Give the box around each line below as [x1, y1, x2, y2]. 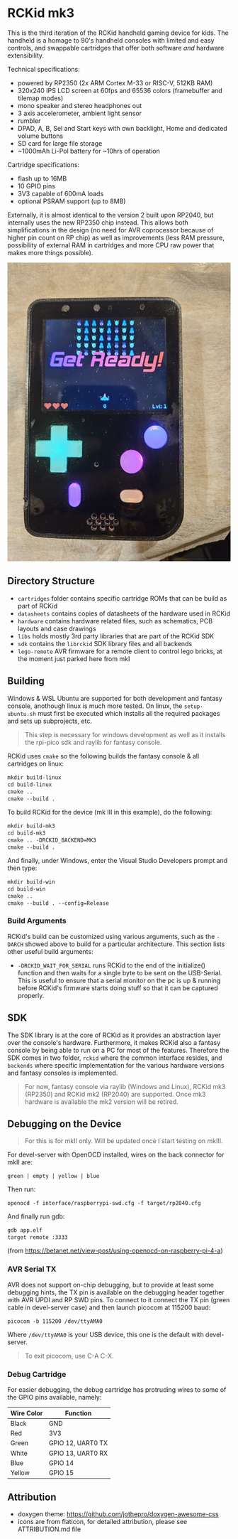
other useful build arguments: [7, 947, 93, 955]
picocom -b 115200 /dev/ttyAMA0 [7, 1317, 103, 1325]
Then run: [7, 1185, 36, 1194]
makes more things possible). [7, 248, 93, 257]
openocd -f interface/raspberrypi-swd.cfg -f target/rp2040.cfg [7, 1200, 201, 1207]
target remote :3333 [7, 1234, 69, 1241]
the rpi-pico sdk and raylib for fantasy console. [24, 738, 162, 746]
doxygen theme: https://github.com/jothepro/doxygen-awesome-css [17, 1510, 219, 1518]
